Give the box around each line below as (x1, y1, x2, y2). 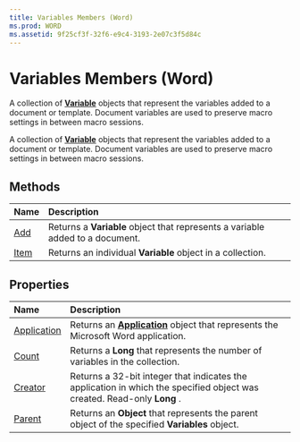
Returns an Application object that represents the (70, 319, 279, 331)
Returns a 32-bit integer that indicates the (70, 370, 247, 382)
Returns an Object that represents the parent (70, 406, 259, 419)
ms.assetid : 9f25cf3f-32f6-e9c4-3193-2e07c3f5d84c (9, 30, 202, 38)
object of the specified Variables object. (70, 418, 239, 430)
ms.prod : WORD (9, 21, 62, 30)
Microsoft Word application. (70, 329, 187, 342)
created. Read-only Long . (70, 392, 181, 404)
